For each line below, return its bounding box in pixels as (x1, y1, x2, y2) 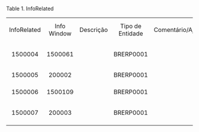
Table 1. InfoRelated (6, 5, 54, 12)
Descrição (79, 26, 108, 34)
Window (48, 30, 72, 37)
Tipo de (120, 22, 142, 30)
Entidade (118, 30, 143, 37)
